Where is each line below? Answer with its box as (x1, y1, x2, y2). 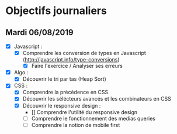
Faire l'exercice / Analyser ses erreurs (31, 63, 123, 70)
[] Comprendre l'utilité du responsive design (31, 108, 138, 115)
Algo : (13, 69, 29, 76)
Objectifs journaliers (5, 4, 107, 18)
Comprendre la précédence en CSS (22, 89, 109, 96)
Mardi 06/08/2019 (5, 28, 74, 37)
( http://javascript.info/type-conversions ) (22, 56, 120, 63)
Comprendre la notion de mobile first (31, 121, 120, 128)
